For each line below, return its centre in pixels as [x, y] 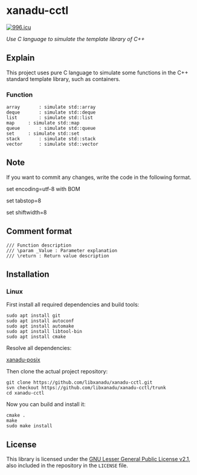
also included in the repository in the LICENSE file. [67, 465]
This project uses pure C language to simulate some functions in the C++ [97, 73]
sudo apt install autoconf [40, 321]
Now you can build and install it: [46, 404]
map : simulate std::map [43, 123]
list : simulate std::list [50, 118]
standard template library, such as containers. [63, 79]
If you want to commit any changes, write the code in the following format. [99, 177]
